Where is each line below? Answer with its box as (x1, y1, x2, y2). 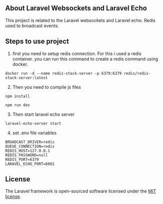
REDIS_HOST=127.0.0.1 (5, 148, 50, 153)
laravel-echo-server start (5, 121, 61, 126)
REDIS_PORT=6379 (5, 157, 39, 162)
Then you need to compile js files (12, 84, 81, 90)
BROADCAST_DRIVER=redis (5, 139, 55, 144)
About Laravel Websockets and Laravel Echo (5, 4, 147, 13)
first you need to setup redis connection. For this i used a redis (12, 50, 141, 57)
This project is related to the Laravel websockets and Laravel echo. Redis (5, 17, 156, 23)
